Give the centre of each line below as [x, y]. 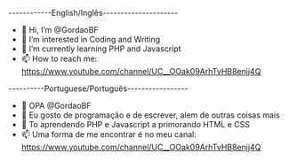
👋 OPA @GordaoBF [56, 106]
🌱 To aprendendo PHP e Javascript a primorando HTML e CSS [136, 124]
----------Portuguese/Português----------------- [98, 88]
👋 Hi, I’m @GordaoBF [60, 30]
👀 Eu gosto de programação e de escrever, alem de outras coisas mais [151, 115]
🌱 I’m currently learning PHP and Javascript [101, 49]
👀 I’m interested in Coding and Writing [91, 39]
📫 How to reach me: [59, 58]
